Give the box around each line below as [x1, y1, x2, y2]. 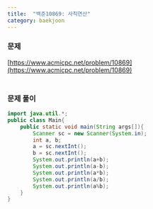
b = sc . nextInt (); [33, 149, 87, 157]
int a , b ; [33, 136, 62, 144]
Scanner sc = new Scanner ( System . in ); [33, 130, 147, 137]
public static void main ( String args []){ [20, 123, 144, 130]
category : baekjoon [7, 17, 65, 24]
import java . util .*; [7, 111, 69, 118]
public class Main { [7, 116, 65, 124]
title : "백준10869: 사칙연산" [7, 10, 91, 18]
